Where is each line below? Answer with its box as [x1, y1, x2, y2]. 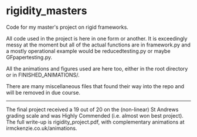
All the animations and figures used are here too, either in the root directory [6, 65, 188, 72]
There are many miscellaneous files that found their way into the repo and [6, 82, 185, 89]
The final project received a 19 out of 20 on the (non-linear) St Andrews [6, 106, 179, 113]
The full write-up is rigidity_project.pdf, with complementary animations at [6, 118, 185, 125]
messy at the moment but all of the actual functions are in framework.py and [6, 41, 191, 48]
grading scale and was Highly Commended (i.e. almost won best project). [6, 112, 184, 119]
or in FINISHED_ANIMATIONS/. [6, 71, 80, 78]
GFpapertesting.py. [6, 54, 53, 61]
